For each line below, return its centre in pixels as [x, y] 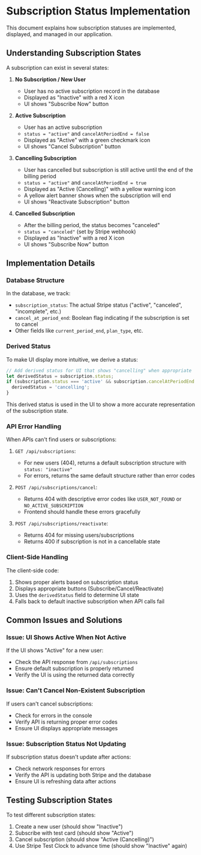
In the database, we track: [38, 293]
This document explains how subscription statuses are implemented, [91, 28]
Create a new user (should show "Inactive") [69, 826]
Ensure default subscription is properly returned [74, 669]
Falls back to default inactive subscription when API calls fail [90, 601]
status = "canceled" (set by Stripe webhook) [80, 231]
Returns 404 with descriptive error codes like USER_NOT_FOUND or [103, 499]
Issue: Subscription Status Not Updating [66, 744]
